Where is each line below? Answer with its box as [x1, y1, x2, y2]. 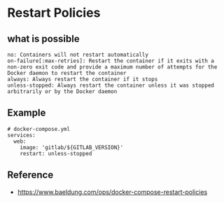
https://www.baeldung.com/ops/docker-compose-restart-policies [17, 188, 208, 196]
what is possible [7, 33, 80, 45]
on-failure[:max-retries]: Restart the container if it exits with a [7, 57, 215, 64]
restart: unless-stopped [20, 150, 92, 157]
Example [7, 107, 46, 119]
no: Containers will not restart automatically [7, 51, 149, 58]
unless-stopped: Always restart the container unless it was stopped [7, 82, 215, 89]
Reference [7, 169, 54, 181]
